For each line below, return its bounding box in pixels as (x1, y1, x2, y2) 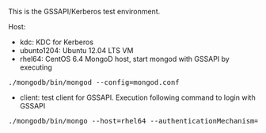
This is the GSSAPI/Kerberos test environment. (8, 7, 161, 16)
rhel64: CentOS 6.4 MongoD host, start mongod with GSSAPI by (19, 55, 230, 63)
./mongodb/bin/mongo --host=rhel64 (8, 116, 146, 125)
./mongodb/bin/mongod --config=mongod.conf (8, 78, 180, 86)
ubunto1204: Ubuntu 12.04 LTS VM (19, 46, 134, 55)
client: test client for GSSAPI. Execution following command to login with (19, 93, 256, 102)
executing (19, 63, 53, 72)
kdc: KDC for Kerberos (19, 37, 93, 47)
